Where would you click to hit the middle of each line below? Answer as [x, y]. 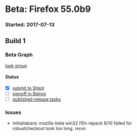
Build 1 [15, 41]
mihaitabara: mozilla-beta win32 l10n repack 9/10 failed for [72, 123]
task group [16, 66]
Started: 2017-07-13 [30, 25]
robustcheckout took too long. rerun [49, 129]
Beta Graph [19, 55]
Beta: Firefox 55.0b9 [48, 9]
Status [12, 77]
